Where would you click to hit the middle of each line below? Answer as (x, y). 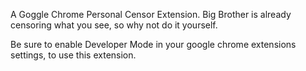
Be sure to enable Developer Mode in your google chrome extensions (153, 44)
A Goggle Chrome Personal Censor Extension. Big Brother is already (151, 14)
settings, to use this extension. (73, 55)
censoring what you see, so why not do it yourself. (114, 25)
